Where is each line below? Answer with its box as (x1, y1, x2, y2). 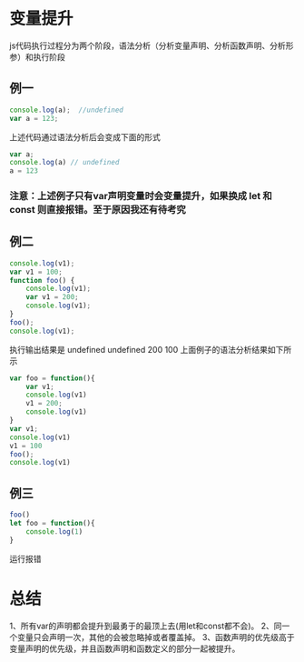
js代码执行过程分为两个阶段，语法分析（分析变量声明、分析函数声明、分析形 (9, 40, 294, 51)
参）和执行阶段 (9, 51, 65, 62)
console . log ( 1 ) (25, 527, 83, 537)
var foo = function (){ (9, 374, 95, 383)
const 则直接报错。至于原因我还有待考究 (9, 204, 186, 216)
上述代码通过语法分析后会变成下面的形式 (9, 131, 161, 142)
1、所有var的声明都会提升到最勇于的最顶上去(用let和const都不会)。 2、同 (9, 620, 283, 631)
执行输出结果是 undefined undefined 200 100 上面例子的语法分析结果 (9, 344, 268, 355)
